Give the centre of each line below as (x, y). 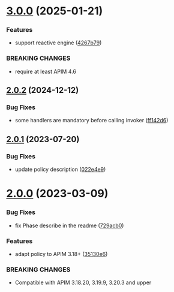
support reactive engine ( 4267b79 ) (58, 43)
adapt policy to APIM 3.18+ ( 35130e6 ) (61, 254)
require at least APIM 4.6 (46, 71)
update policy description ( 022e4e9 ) (60, 170)
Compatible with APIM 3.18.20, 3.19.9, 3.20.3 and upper (83, 282)
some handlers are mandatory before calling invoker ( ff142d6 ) (91, 121)
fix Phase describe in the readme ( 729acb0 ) (69, 225)
